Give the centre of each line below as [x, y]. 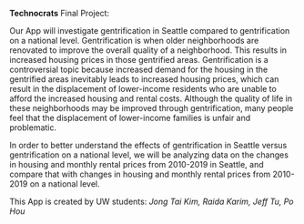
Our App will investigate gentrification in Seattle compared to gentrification [150, 31]
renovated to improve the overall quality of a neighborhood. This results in [148, 50]
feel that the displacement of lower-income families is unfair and [130, 118]
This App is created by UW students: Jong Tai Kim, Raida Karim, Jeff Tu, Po [152, 201]
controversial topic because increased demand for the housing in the [139, 69]
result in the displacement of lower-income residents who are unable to [143, 89]
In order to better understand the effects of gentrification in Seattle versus [148, 145]
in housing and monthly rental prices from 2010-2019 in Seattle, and [137, 164]
